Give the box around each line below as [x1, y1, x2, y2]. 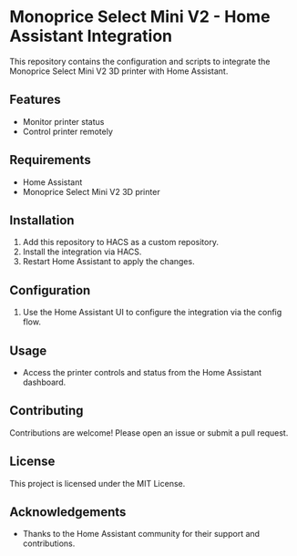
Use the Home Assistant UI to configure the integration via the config [22, 307, 282, 318]
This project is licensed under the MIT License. [9, 478, 186, 489]
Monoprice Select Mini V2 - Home [9, 6, 271, 27]
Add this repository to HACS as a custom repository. [22, 237, 219, 248]
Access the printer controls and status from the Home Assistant [22, 367, 262, 377]
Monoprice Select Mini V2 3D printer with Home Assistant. [9, 66, 229, 77]
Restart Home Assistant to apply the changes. [22, 256, 195, 267]
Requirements [9, 152, 91, 168]
